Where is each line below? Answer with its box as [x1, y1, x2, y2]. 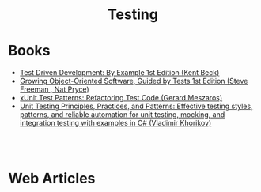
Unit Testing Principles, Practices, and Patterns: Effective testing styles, [19, 101, 253, 111]
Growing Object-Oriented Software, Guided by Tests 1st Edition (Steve [19, 77, 248, 86]
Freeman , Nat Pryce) [19, 85, 89, 94]
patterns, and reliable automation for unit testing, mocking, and [19, 110, 225, 119]
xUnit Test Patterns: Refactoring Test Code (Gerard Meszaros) [19, 93, 223, 103]
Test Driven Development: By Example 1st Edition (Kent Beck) [19, 68, 220, 77]
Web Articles [8, 170, 96, 187]
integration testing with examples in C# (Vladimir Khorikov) [19, 119, 212, 128]
